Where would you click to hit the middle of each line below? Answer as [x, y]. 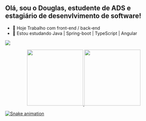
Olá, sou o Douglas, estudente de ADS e [68, 8]
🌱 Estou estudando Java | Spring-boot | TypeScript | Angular [75, 33]
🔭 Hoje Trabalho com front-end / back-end [56, 28]
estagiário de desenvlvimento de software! [73, 16]
